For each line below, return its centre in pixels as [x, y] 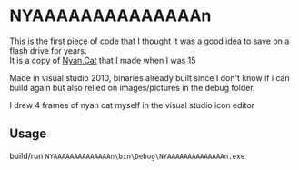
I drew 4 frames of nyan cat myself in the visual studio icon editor [132, 105]
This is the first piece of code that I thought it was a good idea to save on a [149, 41]
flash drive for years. [48, 50]
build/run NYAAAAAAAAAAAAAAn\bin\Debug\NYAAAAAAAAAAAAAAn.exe [127, 155]
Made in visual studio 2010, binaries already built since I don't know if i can [149, 77]
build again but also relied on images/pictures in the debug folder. [133, 87]
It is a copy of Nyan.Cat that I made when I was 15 [103, 60]
